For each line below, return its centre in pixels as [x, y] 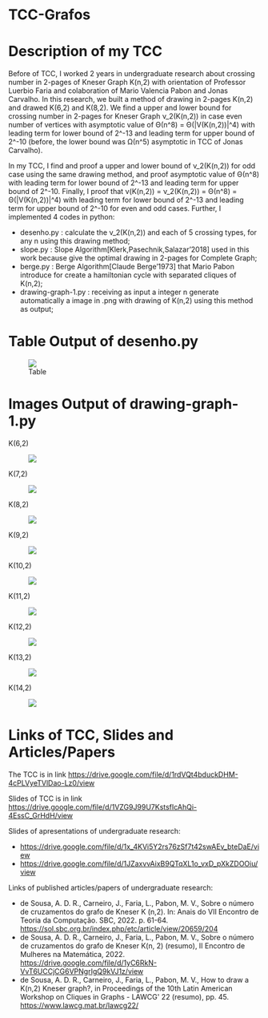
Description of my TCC [85, 52]
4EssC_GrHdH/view [41, 815]
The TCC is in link [37, 774]
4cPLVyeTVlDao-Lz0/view [52, 782]
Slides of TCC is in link [45, 798]
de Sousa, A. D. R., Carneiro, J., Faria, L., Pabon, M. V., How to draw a [134, 980]
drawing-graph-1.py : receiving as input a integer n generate [119, 292]
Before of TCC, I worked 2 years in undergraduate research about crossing [132, 74]
